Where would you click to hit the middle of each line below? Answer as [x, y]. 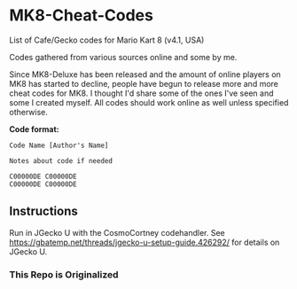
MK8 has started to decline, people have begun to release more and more [144, 83]
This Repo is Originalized [64, 274]
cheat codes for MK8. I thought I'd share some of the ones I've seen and [141, 93]
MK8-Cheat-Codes [81, 16]
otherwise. [29, 112]
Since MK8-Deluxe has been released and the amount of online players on [145, 74]
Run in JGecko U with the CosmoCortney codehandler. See [117, 232]
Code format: [34, 129]
